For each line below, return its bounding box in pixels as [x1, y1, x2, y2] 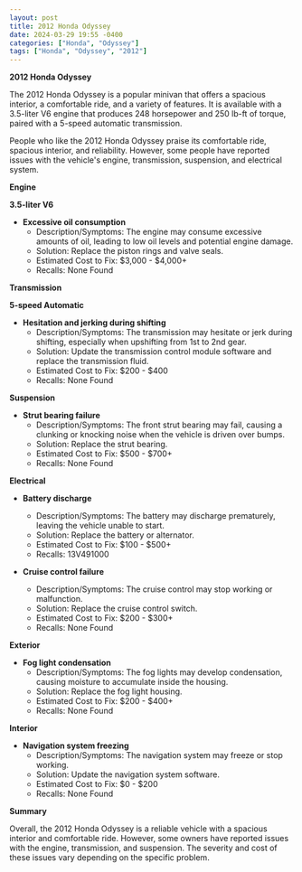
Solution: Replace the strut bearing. [35, 439, 168, 450]
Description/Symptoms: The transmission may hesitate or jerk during [35, 327, 293, 338]
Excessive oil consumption [22, 217, 127, 228]
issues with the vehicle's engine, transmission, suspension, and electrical [9, 155, 283, 165]
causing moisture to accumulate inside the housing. [35, 677, 229, 688]
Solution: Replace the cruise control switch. [35, 603, 198, 614]
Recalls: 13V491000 [35, 549, 110, 560]
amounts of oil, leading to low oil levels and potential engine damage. [35, 236, 294, 247]
